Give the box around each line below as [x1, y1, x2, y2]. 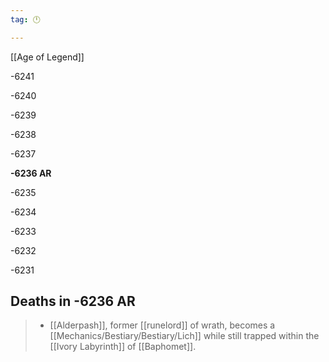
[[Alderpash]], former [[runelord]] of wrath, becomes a [49, 319, 276, 331]
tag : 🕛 [10, 14, 41, 25]
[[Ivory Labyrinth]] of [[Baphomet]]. [49, 341, 197, 353]
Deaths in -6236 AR [10, 293, 136, 310]
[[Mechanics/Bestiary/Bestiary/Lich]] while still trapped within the [49, 330, 320, 342]
